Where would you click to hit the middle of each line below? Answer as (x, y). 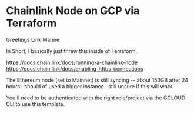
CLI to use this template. (36, 104)
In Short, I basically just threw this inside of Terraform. (72, 51)
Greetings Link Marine (33, 39)
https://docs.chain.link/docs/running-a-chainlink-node (72, 62)
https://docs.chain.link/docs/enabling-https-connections (75, 68)
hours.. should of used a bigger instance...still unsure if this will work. (90, 86)
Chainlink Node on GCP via (73, 11)
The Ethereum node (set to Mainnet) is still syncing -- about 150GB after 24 (97, 80)
